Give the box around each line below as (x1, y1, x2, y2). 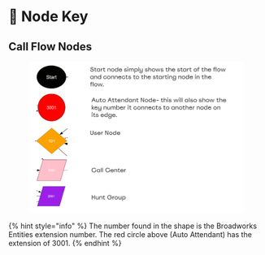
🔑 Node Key (8, 7, 89, 26)
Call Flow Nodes (8, 40, 92, 54)
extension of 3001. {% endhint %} (8, 239, 122, 249)
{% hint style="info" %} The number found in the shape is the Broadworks (8, 221, 258, 231)
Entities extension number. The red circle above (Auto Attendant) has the (8, 230, 252, 240)
